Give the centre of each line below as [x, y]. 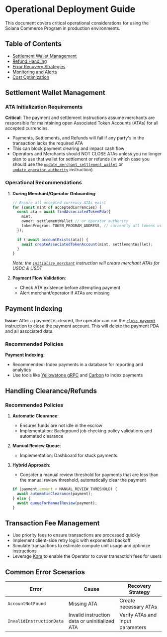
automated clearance [42, 436]
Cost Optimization [31, 77]
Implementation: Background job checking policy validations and [86, 431]
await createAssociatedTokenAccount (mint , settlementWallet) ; [87, 244]
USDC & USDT [27, 268]
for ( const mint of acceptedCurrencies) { [57, 207]
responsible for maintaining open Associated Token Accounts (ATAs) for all [82, 123]
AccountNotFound [27, 604]
